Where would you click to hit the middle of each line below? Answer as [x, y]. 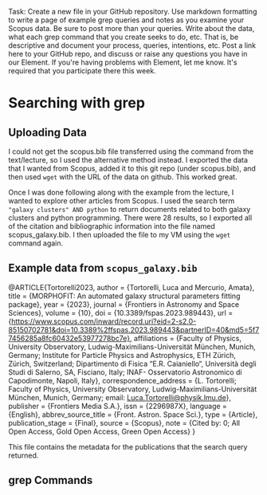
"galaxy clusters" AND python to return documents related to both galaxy [130, 209]
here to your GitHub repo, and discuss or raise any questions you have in [128, 54]
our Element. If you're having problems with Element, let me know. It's [123, 62]
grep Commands [51, 480]
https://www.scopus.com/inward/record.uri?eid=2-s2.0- [104, 321]
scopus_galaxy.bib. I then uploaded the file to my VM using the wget [120, 235]
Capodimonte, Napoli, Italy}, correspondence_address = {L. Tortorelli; [122, 380]
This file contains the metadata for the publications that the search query [128, 446]
